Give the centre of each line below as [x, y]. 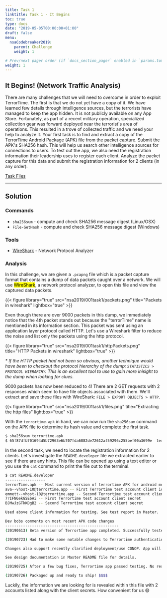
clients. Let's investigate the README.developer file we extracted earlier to [80, 456]
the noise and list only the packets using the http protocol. [65, 336]
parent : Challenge [33, 47]
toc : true [15, 19]
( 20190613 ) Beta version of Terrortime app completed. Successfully [78, 530]
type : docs [16, 24]
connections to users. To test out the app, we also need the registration [78, 151]
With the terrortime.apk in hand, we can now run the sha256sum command [81, 422]
